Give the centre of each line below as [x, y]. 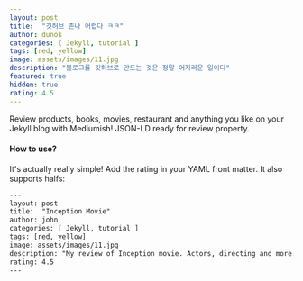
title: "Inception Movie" [60, 212]
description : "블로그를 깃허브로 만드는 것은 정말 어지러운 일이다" [120, 68]
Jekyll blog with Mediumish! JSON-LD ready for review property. [129, 128]
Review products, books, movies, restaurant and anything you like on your [147, 119]
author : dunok [36, 34]
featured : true [38, 77]
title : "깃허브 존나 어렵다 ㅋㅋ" [67, 26]
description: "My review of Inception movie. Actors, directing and [141, 253]
